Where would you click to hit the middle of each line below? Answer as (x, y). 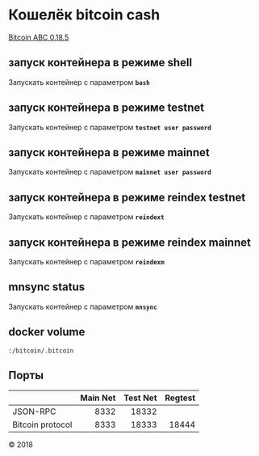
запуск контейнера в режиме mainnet (109, 152)
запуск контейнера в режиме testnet (106, 108)
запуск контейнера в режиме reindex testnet (127, 197)
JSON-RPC (34, 412)
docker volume (47, 332)
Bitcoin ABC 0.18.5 (39, 37)
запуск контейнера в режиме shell (100, 63)
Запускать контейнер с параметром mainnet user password (110, 172)
